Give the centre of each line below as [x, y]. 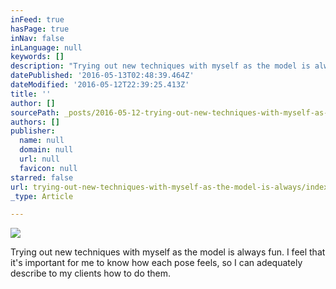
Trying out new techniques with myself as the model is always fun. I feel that [168, 252]
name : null [42, 141]
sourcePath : [35, 112]
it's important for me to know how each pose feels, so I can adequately [156, 263]
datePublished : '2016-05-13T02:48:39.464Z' [102, 76]
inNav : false [37, 38]
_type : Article [42, 196]
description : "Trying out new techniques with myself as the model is [160, 66]
